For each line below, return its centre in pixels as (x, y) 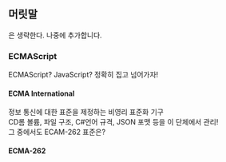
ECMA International (42, 93)
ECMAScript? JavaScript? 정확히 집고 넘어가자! (83, 75)
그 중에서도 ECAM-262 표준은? (57, 132)
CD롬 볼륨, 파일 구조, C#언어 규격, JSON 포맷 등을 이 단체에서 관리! (113, 122)
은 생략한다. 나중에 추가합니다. (55, 35)
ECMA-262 (27, 151)
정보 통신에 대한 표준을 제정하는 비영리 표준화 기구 (86, 112)
